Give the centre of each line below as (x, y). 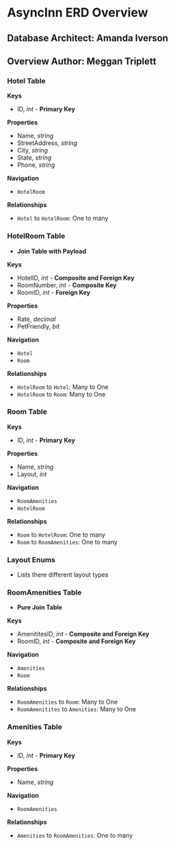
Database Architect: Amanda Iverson (88, 38)
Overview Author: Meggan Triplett (82, 61)
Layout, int (32, 474)
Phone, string (36, 165)
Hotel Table (26, 80)
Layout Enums (31, 559)
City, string (32, 151)
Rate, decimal (36, 319)
